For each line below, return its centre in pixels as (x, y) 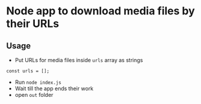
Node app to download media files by (100, 11)
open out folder (34, 95)
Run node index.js (38, 82)
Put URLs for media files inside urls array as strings (79, 60)
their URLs (33, 24)
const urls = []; (28, 71)
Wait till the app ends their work (54, 88)
